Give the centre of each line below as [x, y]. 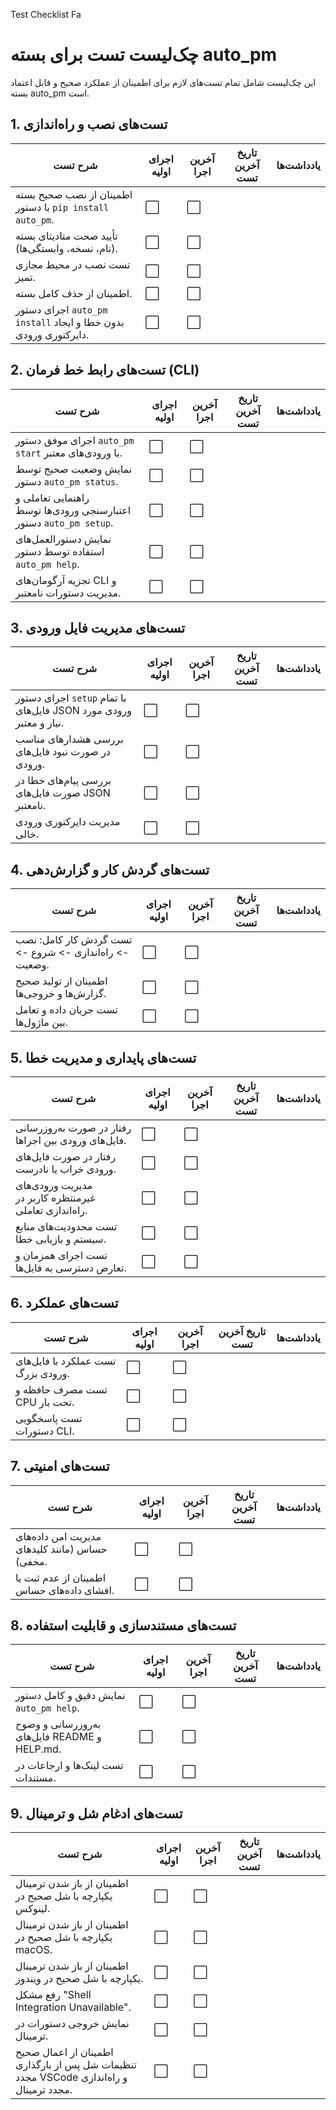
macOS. [34, 1950]
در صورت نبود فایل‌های [63, 752]
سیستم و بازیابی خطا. [61, 1239]
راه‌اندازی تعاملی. [51, 1210]
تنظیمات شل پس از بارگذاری [76, 2065]
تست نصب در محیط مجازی [73, 264]
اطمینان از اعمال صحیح [64, 2052]
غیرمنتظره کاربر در [55, 1197]
